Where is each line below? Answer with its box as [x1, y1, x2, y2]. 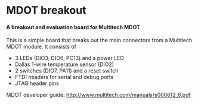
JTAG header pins [14, 80, 60, 87]
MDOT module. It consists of [6, 43, 76, 51]
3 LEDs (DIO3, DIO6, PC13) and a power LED [14, 55, 124, 62]
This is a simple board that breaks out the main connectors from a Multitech [6, 37, 193, 44]
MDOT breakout [6, 4, 86, 17]
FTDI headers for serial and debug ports [14, 74, 114, 81]
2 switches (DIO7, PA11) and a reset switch [14, 67, 119, 74]
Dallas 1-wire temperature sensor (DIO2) [14, 61, 115, 68]
